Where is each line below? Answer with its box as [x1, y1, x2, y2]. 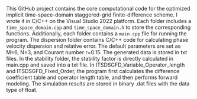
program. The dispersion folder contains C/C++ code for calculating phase [6, 37, 189, 43]
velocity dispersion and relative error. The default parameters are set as [6, 42, 181, 49]
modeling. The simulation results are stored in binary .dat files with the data [6, 80, 190, 87]
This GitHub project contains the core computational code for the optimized [6, 5, 190, 12]
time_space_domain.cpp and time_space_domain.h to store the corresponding [6, 24, 191, 31]
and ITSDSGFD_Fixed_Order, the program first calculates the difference [6, 68, 180, 74]
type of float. [6, 87, 38, 93]
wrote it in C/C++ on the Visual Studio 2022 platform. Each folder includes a [6, 18, 192, 24]
